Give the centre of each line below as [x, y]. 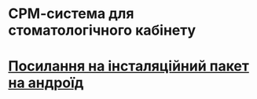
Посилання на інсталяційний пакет [129, 66]
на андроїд [46, 83]
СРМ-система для [71, 14]
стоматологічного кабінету [102, 30]
